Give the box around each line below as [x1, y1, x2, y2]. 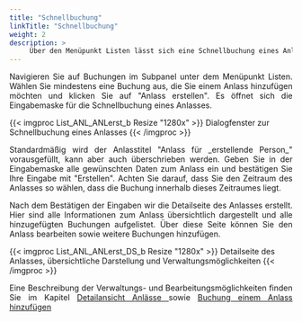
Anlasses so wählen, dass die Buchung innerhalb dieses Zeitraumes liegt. [9, 183, 281, 193]
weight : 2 [9, 30, 47, 39]
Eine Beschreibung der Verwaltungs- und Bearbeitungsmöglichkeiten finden [9, 282, 293, 293]
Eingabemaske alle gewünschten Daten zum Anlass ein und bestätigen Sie [9, 164, 293, 174]
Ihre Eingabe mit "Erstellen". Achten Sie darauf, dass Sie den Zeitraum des [9, 173, 293, 184]
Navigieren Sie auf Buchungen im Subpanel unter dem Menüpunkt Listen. [9, 71, 293, 82]
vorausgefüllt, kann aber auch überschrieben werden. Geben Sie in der [9, 154, 293, 165]
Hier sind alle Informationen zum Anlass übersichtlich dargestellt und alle [9, 210, 293, 220]
